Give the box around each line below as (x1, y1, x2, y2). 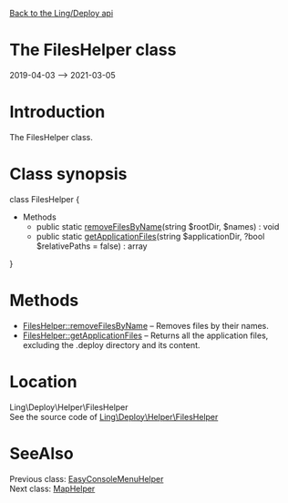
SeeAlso (9, 443, 75, 464)
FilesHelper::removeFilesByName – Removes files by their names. (22, 320, 269, 331)
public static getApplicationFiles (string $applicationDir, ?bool (36, 231, 265, 241)
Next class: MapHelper (9, 483, 96, 494)
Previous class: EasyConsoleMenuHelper (9, 473, 164, 484)
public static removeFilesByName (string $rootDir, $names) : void (36, 221, 280, 231)
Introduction (9, 102, 106, 122)
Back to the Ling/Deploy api (9, 8, 114, 18)
